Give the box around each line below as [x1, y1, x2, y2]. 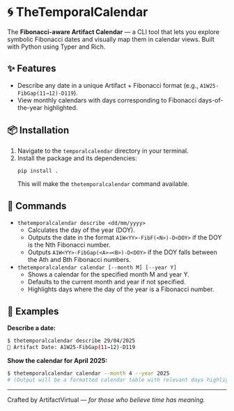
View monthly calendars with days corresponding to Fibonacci [17, 95, 197, 104]
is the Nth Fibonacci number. [27, 241, 111, 249]
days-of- [198, 95, 224, 104]
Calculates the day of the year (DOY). [27, 226, 136, 234]
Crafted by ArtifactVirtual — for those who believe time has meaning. [7, 395, 205, 404]
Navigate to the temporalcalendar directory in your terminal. [17, 146, 189, 155]
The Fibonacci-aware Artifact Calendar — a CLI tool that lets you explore [7, 27, 219, 36]
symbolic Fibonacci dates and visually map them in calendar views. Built [7, 35, 214, 43]
